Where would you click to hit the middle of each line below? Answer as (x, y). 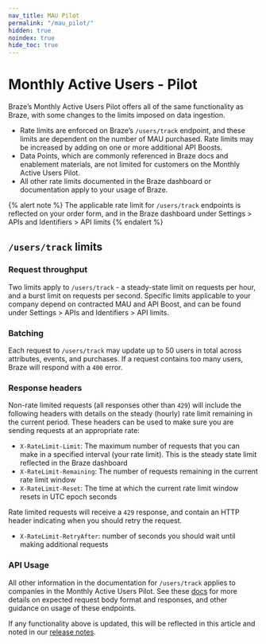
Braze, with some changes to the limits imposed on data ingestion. (117, 115)
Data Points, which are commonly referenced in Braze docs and (124, 156)
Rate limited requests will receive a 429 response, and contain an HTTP (124, 512)
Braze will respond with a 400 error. (66, 368)
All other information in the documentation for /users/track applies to (122, 583)
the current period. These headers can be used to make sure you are (121, 422)
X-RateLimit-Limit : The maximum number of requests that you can (130, 446)
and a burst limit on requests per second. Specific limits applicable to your (130, 295)
